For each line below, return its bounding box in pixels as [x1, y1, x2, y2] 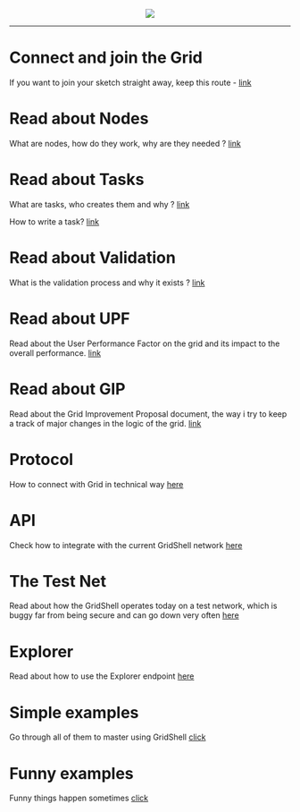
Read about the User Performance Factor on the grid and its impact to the [9, 338, 280, 349]
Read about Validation [9, 248, 176, 267]
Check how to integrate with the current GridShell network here [9, 539, 243, 550]
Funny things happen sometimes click [9, 792, 149, 804]
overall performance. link [9, 347, 101, 358]
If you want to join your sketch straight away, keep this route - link [9, 77, 252, 88]
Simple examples [9, 702, 139, 723]
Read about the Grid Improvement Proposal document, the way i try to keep [9, 408, 287, 419]
